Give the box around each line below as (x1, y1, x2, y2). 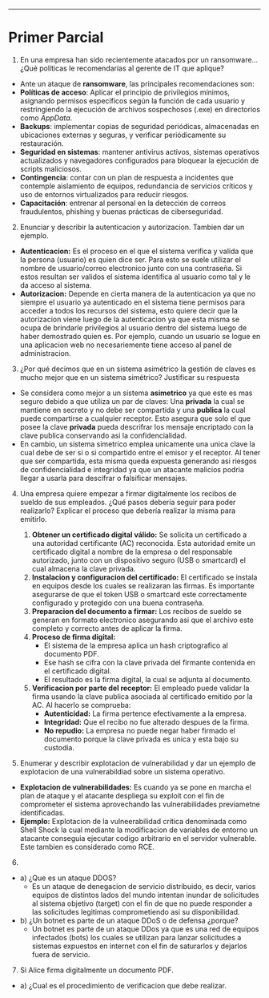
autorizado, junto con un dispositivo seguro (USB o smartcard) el (31, 555, 247, 565)
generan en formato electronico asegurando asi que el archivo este (31, 615, 255, 624)
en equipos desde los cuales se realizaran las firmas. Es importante (31, 580, 255, 590)
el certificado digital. (43, 666, 112, 676)
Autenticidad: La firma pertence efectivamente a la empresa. (43, 709, 247, 718)
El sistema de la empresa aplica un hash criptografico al (43, 640, 228, 650)
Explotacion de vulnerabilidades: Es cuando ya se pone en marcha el (19, 782, 252, 792)
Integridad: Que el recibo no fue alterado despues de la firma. (43, 717, 250, 726)
